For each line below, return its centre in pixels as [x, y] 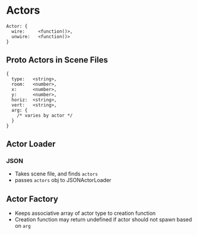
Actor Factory [32, 199]
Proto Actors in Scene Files [57, 60]
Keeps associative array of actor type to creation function [85, 213]
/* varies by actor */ [45, 115]
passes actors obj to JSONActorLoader [63, 180]
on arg [23, 226]
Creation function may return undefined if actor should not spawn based [103, 220]
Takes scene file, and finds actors [56, 174]
